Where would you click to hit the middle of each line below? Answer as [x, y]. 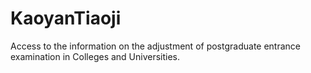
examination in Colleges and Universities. [95, 56]
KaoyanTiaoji [66, 18]
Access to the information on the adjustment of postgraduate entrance [155, 46]
